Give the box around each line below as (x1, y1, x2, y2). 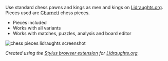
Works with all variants (12, 25, 61, 31)
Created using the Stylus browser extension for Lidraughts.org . (5, 50, 139, 56)
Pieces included (12, 20, 47, 25)
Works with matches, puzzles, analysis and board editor (12, 30, 132, 36)
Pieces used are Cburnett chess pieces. (5, 10, 90, 16)
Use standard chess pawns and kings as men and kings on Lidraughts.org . (5, 5, 163, 10)
